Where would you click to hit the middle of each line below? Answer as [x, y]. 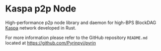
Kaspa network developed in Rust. [41, 27]
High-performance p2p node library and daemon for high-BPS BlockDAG [81, 22]
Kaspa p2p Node [41, 9]
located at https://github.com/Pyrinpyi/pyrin [51, 42]
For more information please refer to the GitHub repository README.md [76, 37]
